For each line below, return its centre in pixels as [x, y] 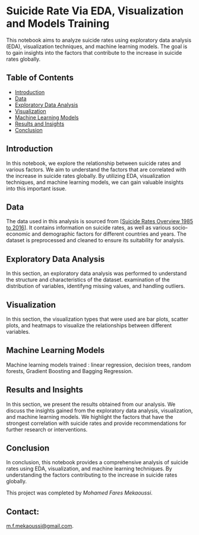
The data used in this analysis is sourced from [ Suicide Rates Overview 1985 [99, 221]
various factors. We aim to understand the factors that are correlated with [96, 169]
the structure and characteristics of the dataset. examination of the [88, 280]
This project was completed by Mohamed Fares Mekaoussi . [79, 493]
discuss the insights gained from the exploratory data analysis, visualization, [99, 410]
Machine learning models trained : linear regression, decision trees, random [99, 365]
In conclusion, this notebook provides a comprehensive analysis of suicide [97, 462]
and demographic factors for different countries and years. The [109, 234]
